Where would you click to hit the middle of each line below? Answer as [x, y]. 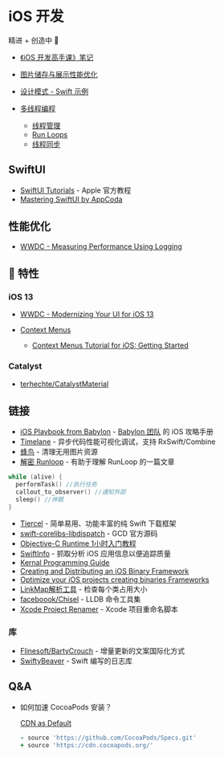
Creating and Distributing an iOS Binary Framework [104, 571]
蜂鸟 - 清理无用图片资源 [59, 452]
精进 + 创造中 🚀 [34, 40]
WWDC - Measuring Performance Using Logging [101, 246]
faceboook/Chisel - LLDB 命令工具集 [80, 599]
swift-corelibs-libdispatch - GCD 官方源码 [89, 533]
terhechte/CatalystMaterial [64, 384]
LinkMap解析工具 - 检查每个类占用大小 [83, 589]
